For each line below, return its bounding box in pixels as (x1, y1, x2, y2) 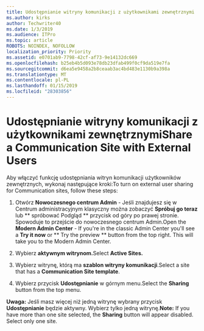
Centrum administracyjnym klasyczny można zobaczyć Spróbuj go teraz (15, 205, 198, 213)
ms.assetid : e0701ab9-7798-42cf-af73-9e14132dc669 (6, 54, 138, 60)
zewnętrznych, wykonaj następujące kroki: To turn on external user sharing (6, 180, 194, 187)
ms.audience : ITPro (6, 32, 56, 38)
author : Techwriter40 (6, 20, 62, 26)
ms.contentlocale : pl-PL (6, 77, 69, 83)
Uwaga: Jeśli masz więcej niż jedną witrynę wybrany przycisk (6, 297, 163, 305)
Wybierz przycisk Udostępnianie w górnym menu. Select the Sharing (15, 279, 189, 287)
